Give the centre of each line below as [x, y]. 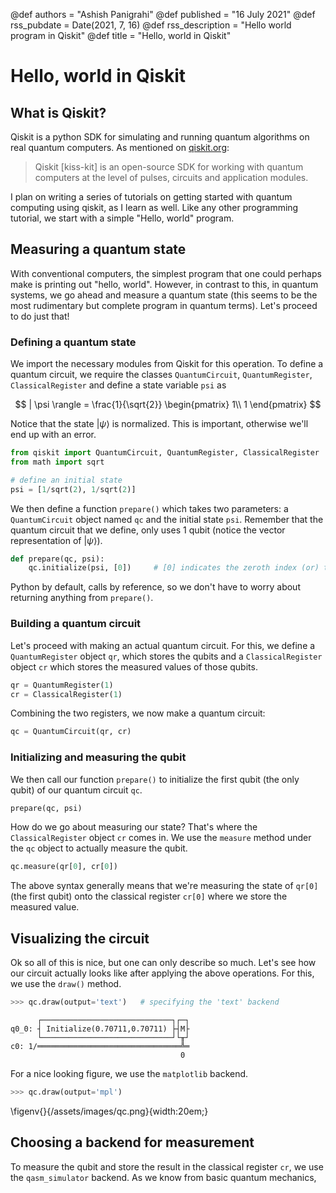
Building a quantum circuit [76, 624]
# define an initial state [66, 480]
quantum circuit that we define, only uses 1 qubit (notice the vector [148, 530]
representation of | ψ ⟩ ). [56, 540]
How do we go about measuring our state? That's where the [134, 827]
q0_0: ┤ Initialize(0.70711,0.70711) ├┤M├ [100, 1029]
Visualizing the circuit [80, 938]
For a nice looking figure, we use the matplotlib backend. [129, 1074]
